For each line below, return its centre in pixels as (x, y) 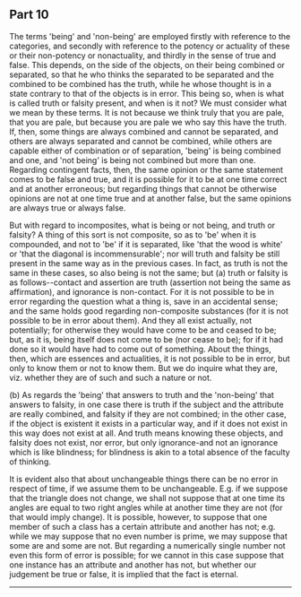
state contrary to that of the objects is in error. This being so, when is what (147, 93)
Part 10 (29, 15)
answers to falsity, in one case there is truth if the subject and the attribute (146, 404)
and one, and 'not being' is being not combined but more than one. (133, 160)
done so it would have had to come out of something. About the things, (140, 349)
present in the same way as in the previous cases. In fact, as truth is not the (149, 263)
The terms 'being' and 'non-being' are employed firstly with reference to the (150, 36)
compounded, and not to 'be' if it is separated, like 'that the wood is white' (146, 244)
